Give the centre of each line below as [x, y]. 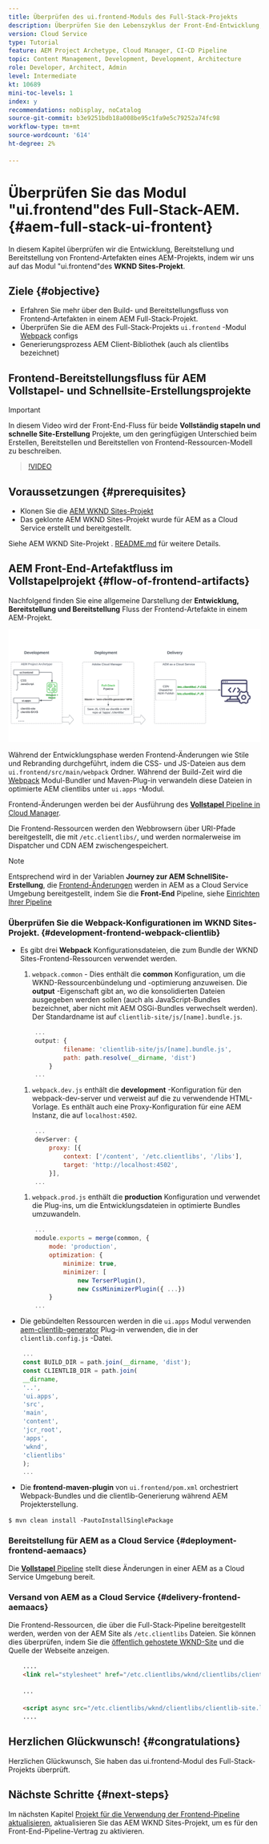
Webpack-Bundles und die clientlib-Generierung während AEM [124, 1496]
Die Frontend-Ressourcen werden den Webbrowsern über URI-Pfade [122, 828]
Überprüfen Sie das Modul [97, 193]
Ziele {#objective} [54, 291]
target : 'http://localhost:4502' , [120, 1165]
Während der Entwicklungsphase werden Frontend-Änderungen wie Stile [129, 755]
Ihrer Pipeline [30, 902]
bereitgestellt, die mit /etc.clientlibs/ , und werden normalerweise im [125, 836]
